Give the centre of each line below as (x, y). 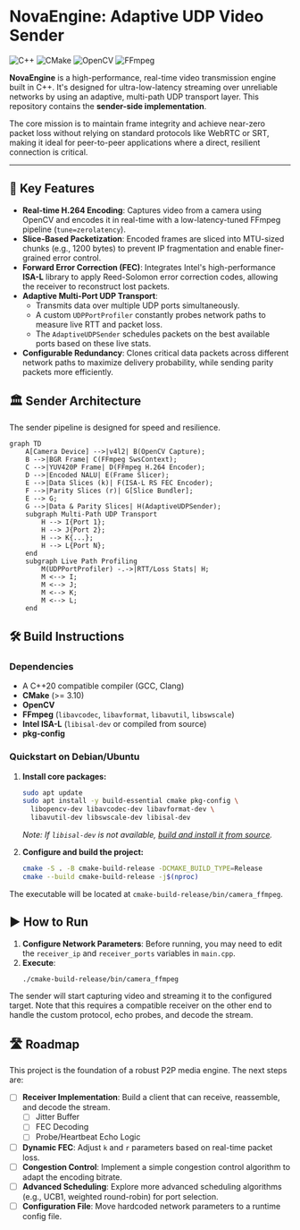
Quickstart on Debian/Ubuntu (75, 756)
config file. (42, 1216)
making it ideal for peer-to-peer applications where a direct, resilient (135, 142)
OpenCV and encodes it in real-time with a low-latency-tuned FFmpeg (151, 219)
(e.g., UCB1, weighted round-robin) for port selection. (120, 1196)
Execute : (39, 962)
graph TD (25, 444)
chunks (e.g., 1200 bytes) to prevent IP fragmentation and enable (142, 248)
